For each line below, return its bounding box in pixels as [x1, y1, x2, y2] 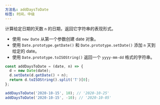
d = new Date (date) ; [9, 69, 51, 73]
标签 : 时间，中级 [5, 12, 35, 17]
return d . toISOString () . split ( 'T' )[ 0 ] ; [9, 77, 90, 83]
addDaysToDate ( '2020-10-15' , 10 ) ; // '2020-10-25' [5, 90, 110, 95]
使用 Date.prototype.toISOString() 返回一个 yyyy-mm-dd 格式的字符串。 [12, 54, 155, 60]
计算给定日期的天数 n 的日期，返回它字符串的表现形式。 [5, 25, 116, 32]
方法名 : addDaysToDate [5, 7, 49, 12]
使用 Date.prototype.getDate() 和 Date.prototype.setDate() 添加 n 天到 [12, 42, 156, 48]
